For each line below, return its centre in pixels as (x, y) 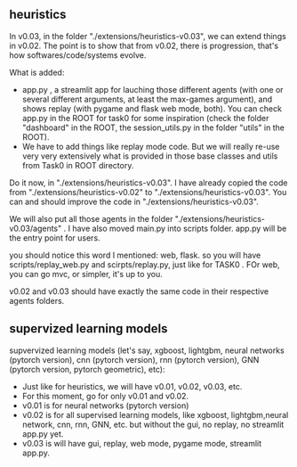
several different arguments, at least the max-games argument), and (147, 99)
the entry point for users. (55, 238)
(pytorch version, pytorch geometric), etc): (87, 369)
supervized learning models (88, 329)
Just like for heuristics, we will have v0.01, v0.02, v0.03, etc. (132, 386)
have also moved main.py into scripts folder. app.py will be (180, 228)
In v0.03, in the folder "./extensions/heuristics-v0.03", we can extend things (148, 36)
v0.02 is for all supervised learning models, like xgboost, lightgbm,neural (155, 414)
